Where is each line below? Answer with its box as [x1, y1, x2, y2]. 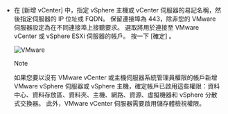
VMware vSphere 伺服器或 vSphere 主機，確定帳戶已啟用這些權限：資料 [13, 82, 220, 90]
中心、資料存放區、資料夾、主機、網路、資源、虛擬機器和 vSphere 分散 [13, 91, 218, 99]
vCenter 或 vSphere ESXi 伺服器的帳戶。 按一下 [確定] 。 [13, 32, 175, 40]
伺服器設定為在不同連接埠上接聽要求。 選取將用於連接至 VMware [13, 23, 200, 31]
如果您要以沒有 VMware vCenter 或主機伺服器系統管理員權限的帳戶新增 [13, 73, 218, 82]
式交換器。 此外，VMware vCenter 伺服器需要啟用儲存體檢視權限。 [13, 99, 206, 107]
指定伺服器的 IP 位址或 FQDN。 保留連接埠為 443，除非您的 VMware [19, 15, 216, 23]
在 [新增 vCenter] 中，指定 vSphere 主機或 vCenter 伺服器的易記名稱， [13, 6, 216, 14]
